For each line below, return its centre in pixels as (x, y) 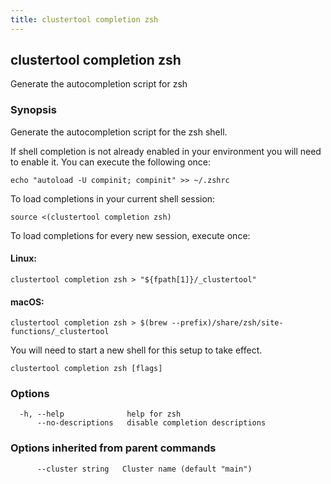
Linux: (23, 258)
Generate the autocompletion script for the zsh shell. (119, 132)
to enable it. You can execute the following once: (111, 162)
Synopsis (33, 110)
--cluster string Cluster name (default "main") (144, 469)
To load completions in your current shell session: (113, 198)
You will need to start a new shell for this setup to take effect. (136, 350)
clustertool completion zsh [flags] (86, 369)
